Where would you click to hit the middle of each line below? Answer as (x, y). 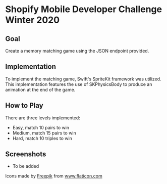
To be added (26, 166)
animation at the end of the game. (40, 89)
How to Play (24, 105)
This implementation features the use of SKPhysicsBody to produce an (79, 84)
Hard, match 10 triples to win (42, 138)
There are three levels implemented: (43, 118)
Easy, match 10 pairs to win (41, 127)
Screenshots (26, 154)
